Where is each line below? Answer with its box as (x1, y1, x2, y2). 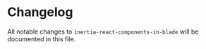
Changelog (7, 4, 73, 20)
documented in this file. (7, 34, 76, 43)
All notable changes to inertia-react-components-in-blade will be (7, 27, 199, 36)
